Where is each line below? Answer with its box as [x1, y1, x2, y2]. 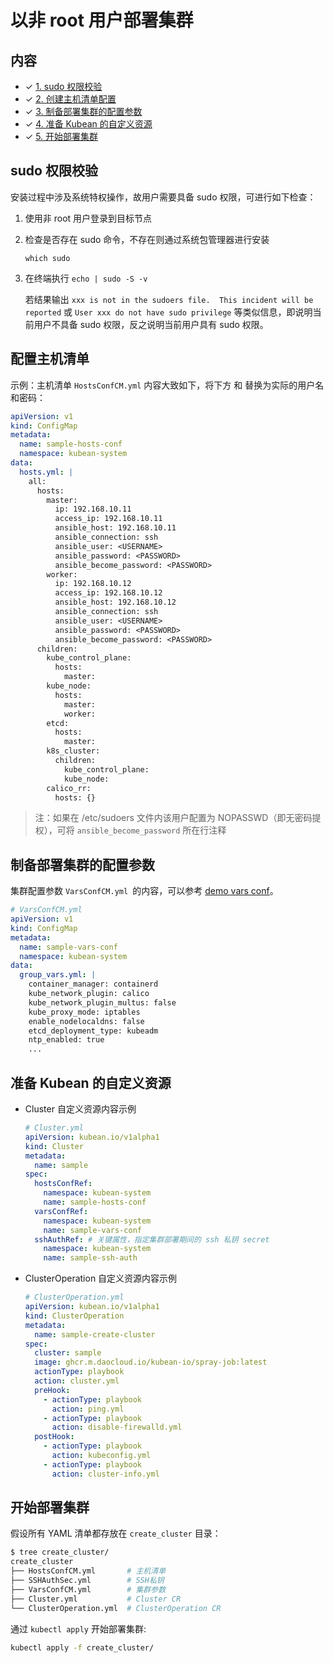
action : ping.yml [51, 1404, 125, 1414]
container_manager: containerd [28, 979, 159, 990]
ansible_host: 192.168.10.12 [54, 597, 177, 608]
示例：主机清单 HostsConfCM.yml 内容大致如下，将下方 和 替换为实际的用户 [10, 379, 316, 391]
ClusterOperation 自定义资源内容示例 [24, 1272, 178, 1285]
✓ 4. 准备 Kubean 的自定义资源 [24, 118, 153, 130]
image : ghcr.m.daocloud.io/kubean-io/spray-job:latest [34, 1357, 268, 1368]
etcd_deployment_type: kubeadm [28, 1026, 159, 1036]
